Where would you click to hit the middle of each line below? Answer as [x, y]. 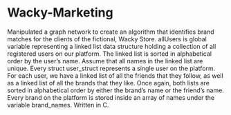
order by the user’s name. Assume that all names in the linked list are [105, 61]
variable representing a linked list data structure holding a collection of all [112, 46]
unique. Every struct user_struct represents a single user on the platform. [111, 68]
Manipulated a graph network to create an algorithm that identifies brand [111, 32]
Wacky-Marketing [60, 13]
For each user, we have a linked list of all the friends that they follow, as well [115, 75]
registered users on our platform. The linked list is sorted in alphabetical [110, 54]
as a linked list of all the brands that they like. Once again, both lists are [108, 83]
